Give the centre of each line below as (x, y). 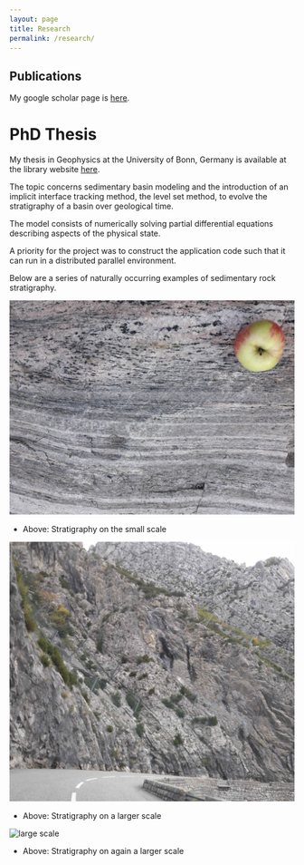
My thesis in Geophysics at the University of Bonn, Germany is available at (148, 160)
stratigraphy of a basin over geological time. (91, 206)
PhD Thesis (53, 135)
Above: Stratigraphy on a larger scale (92, 816)
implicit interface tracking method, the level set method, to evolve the (138, 197)
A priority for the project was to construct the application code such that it (147, 251)
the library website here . (55, 170)
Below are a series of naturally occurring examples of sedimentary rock (142, 278)
